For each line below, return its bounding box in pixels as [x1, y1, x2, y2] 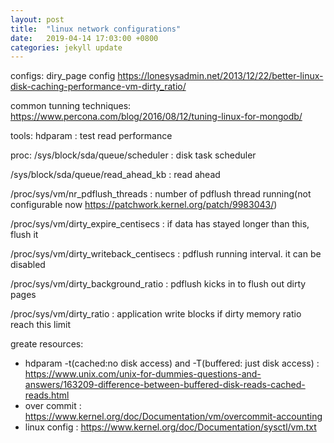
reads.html [24, 389, 70, 401]
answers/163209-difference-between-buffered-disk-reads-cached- [24, 379, 306, 391]
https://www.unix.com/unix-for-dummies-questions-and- [24, 368, 262, 380]
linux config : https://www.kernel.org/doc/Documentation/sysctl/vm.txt [24, 421, 317, 433]
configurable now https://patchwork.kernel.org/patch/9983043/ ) [10, 199, 278, 211]
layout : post [10, 14, 65, 25]
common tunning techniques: [10, 100, 132, 112]
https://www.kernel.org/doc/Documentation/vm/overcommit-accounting [24, 411, 323, 423]
